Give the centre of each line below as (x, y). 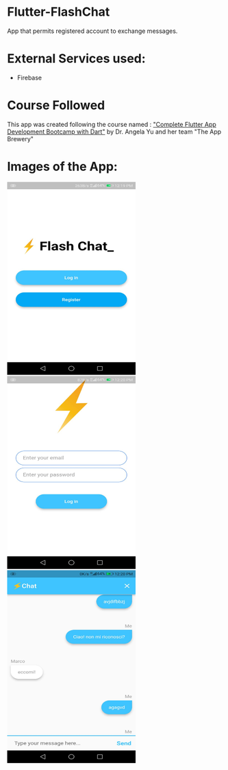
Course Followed (56, 105)
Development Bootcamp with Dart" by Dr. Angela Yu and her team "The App (114, 132)
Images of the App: (62, 167)
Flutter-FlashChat (59, 12)
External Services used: (76, 59)
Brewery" (21, 139)
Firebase (29, 77)
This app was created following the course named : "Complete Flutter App (112, 124)
